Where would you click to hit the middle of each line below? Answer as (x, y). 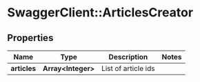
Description (128, 57)
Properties (30, 38)
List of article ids (128, 68)
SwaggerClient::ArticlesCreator (100, 13)
